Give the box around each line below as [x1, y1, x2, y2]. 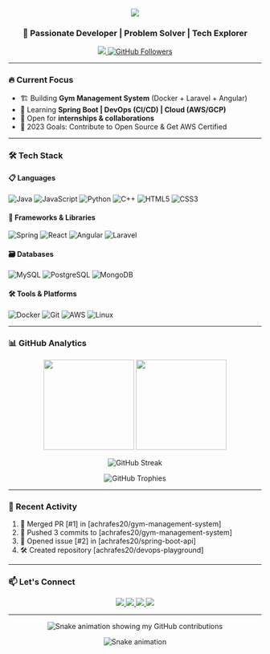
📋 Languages [8, 173, 56, 183]
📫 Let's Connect [8, 576, 76, 587]
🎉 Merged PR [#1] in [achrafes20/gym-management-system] [19, 519, 222, 529]
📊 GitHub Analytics [8, 338, 87, 349]
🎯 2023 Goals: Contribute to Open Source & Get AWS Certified [19, 121, 227, 132]
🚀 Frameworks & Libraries [8, 213, 96, 222]
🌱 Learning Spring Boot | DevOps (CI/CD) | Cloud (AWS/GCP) [19, 104, 227, 114]
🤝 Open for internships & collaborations [19, 113, 155, 123]
